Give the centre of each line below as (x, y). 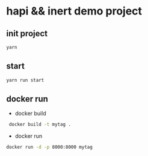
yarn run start (25, 80)
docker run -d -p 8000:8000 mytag (50, 147)
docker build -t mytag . (40, 125)
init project (27, 34)
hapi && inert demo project (74, 11)
